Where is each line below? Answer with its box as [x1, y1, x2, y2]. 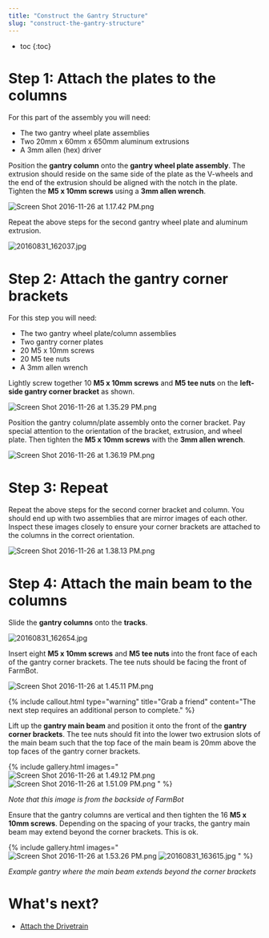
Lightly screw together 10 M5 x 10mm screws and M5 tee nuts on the [8, 378, 239, 388]
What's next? [8, 895, 99, 913]
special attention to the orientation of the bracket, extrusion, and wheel [8, 427, 243, 436]
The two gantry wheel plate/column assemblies [19, 329, 177, 338]
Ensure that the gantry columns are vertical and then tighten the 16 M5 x [8, 811, 247, 820]
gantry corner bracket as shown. [24, 386, 134, 397]
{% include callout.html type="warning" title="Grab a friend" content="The [8, 697, 256, 706]
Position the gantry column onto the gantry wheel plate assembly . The [8, 161, 246, 171]
